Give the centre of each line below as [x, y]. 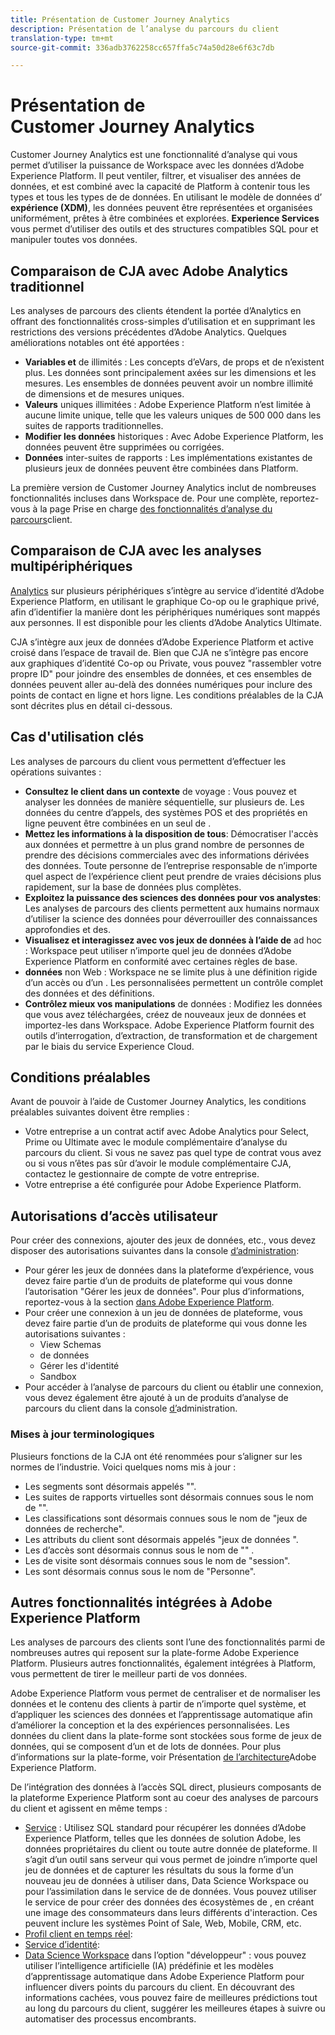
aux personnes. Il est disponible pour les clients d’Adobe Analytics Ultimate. [166, 622]
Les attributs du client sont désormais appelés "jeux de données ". [161, 1539]
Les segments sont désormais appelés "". [110, 1486]
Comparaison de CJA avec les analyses [136, 551]
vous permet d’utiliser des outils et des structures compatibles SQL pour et [164, 229]
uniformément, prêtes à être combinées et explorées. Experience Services [165, 218]
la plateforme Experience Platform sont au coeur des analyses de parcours [164, 1798]
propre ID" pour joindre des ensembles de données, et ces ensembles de [161, 673]
